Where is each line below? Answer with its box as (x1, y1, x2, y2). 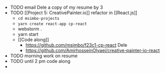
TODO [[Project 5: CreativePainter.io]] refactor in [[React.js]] (10, 10, 137, 16)
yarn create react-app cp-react (17, 21, 87, 26)
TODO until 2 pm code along (10, 58, 71, 64)
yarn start (17, 31, 38, 37)
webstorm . (17, 26, 42, 32)
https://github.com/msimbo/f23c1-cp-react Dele (25, 42, 128, 48)
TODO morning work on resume (10, 53, 78, 59)
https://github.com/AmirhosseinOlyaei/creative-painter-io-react (25, 48, 160, 53)
